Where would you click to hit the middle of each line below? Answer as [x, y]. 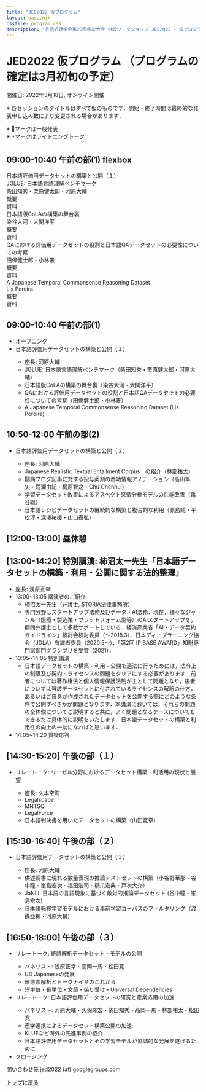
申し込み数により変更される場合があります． [68, 116]
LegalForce [39, 812]
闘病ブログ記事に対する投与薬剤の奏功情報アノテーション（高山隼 [108, 479]
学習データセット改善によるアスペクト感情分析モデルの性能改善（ [108, 494]
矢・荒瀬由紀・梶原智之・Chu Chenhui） [76, 487]
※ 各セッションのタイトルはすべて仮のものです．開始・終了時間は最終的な [100, 108]
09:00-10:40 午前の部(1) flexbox [69, 159]
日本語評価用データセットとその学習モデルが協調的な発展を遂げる [108, 1041]
